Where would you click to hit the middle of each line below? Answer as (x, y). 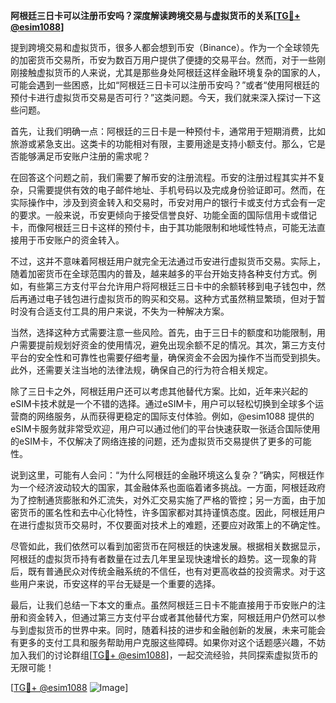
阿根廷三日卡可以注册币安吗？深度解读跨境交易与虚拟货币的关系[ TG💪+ (155, 15)
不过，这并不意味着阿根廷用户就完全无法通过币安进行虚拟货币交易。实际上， (168, 261)
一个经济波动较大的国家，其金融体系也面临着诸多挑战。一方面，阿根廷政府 (172, 487)
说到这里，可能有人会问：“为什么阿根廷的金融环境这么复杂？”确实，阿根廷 (163, 475)
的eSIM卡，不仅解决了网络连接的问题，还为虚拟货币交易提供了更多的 (152, 441)
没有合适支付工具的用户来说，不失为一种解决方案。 (124, 311)
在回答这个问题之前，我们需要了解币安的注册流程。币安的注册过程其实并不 (163, 177)
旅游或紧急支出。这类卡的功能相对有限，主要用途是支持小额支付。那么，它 (163, 143)
